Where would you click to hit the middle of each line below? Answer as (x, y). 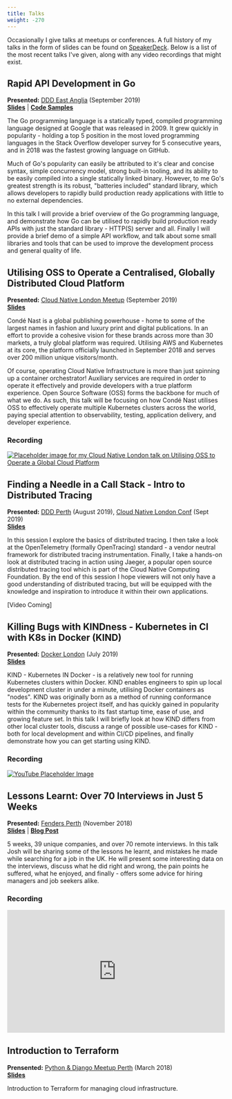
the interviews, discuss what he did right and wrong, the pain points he (108, 866)
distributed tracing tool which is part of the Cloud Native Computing (104, 570)
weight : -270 (26, 20)
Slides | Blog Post (33, 830)
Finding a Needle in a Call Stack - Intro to (96, 484)
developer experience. (39, 422)
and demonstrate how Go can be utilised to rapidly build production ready (112, 221)
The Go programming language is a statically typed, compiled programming (115, 121)
